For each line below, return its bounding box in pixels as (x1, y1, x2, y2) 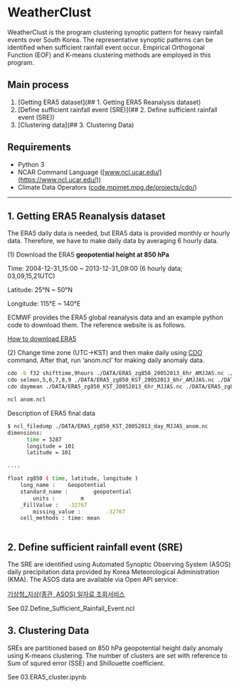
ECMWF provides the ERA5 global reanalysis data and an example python (7, 313, 223, 322)
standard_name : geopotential (20, 488, 132, 496)
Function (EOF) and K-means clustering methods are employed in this (7, 51, 211, 59)
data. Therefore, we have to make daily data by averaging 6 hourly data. (7, 237, 218, 245)
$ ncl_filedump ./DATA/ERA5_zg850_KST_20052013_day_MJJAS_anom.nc (7, 422, 208, 430)
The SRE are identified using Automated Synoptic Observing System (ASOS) (7, 560, 231, 568)
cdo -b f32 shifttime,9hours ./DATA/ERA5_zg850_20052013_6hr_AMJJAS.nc (7, 370, 224, 377)
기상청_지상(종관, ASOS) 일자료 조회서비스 (7, 590, 125, 598)
